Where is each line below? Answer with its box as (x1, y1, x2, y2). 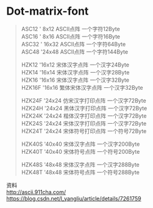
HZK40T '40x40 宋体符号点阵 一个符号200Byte (21, 148, 140, 155)
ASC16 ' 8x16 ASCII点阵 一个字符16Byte (21, 32, 121, 40)
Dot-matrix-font (6, 4, 89, 18)
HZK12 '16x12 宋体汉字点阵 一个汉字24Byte (21, 61, 130, 68)
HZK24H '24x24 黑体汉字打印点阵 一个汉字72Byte (21, 104, 148, 112)
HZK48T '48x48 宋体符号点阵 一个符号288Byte (21, 168, 140, 176)
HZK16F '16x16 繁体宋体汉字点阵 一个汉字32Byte (21, 84, 143, 91)
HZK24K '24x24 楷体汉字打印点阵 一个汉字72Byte (21, 112, 147, 120)
